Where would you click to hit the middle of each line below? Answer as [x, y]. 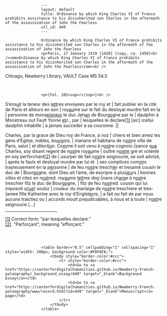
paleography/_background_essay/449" [43, 274]
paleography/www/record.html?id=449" [44, 291]
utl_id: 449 [53, 27]
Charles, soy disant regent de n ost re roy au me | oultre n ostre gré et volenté [82, 151]
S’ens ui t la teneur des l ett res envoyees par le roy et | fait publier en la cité [81, 104]
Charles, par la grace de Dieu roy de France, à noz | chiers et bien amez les [83, 135]
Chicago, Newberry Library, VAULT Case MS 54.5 [56, 76]
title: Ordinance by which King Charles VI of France [98, 14]
